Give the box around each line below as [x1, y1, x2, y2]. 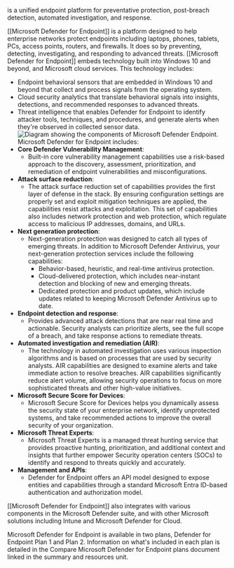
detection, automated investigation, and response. [7, 13, 152, 22]
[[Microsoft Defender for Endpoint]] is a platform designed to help [7, 27, 198, 35]
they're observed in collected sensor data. [17, 123, 140, 131]
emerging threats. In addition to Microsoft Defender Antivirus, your [27, 242, 221, 250]
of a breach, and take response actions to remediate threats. [27, 331, 203, 340]
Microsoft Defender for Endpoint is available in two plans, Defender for [7, 530, 212, 539]
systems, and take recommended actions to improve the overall [27, 414, 212, 422]
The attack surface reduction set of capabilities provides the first [27, 183, 216, 190]
